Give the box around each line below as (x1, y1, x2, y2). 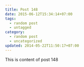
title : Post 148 (5, 7, 38, 12)
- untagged (9, 25, 32, 30)
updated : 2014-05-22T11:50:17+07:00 (5, 43, 79, 48)
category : (5, 30, 25, 34)
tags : (5, 16, 16, 21)
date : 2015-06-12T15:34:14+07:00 (5, 12, 73, 17)
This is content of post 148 (5, 56, 58, 62)
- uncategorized (9, 39, 42, 44)
